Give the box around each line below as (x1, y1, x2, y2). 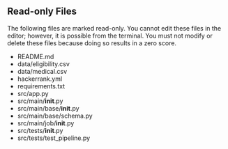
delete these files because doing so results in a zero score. (7, 38, 176, 47)
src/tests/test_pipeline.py (17, 134, 91, 142)
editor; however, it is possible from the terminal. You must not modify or (7, 31, 213, 40)
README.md (17, 52, 54, 61)
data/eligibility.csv (17, 59, 70, 68)
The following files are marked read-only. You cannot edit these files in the (7, 24, 222, 32)
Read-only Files (7, 6, 77, 17)
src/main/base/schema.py (17, 111, 93, 120)
